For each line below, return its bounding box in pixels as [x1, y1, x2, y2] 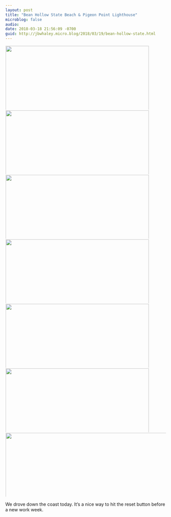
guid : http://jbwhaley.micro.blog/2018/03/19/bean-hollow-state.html [5, 31, 156, 36]
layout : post [5, 7, 33, 13]
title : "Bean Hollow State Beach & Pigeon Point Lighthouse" [5, 12, 138, 17]
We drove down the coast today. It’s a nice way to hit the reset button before [5, 501, 165, 507]
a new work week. [5, 507, 44, 512]
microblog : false [5, 17, 42, 22]
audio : [5, 21, 19, 27]
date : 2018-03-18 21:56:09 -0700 [5, 27, 76, 32]
